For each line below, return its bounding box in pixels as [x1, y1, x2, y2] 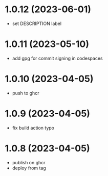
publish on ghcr [12, 159, 46, 165]
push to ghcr [12, 90, 39, 96]
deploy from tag [12, 165, 47, 171]
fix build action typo [12, 124, 55, 131]
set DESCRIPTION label [12, 20, 62, 27]
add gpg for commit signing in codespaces [12, 55, 103, 61]
